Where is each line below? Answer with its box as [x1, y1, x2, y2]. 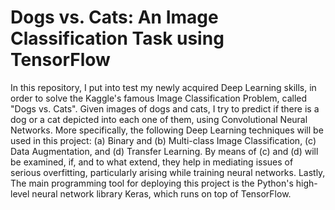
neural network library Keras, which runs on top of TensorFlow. [31, 187, 292, 200]
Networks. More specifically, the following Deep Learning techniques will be [10, 124, 324, 136]
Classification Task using [10, 27, 225, 50]
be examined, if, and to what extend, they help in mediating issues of [10, 156, 294, 168]
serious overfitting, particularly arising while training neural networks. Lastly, [10, 166, 326, 178]
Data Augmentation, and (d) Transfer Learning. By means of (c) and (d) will [10, 145, 319, 157]
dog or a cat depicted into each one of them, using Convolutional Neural [10, 113, 308, 125]
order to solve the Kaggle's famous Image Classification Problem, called [10, 92, 308, 104]
